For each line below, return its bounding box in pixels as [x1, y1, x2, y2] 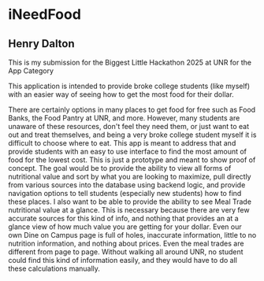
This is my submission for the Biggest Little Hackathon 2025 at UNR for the [8, 57, 252, 67]
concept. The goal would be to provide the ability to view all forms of [8, 164, 232, 172]
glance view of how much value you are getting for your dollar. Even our [8, 222, 242, 231]
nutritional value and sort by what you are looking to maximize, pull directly [8, 172, 251, 181]
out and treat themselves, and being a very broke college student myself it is [8, 130, 257, 139]
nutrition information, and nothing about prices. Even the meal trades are [8, 238, 244, 248]
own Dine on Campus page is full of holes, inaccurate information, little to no [8, 231, 257, 239]
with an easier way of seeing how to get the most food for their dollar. [8, 90, 234, 99]
